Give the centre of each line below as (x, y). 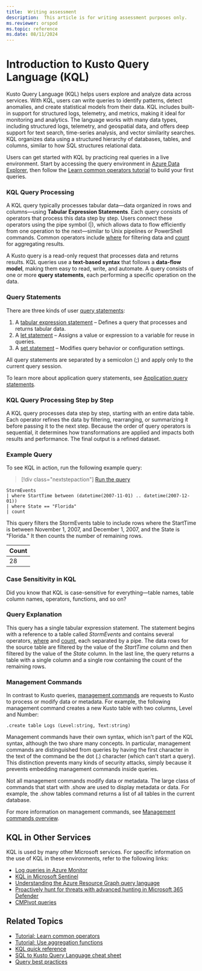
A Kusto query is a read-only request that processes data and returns (93, 256)
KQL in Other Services (49, 837)
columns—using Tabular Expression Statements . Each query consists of (97, 212)
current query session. (34, 366)
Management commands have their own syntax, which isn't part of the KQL (100, 737)
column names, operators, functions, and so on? (66, 599)
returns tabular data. (40, 328)
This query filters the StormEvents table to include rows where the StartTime (101, 523)
